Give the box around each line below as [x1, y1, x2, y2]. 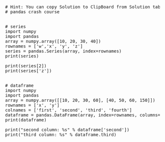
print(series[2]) [5, 63, 47, 68]
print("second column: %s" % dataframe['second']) [5, 127, 130, 132]
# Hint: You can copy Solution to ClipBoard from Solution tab [5, 4, 161, 9]
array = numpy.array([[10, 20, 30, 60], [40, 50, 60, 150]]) [5, 98, 156, 103]
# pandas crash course [5, 9, 60, 14]
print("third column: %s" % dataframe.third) [5, 132, 117, 137]
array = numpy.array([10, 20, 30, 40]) [5, 39, 101, 44]
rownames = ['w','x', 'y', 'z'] [5, 44, 83, 49]
